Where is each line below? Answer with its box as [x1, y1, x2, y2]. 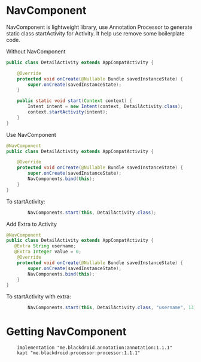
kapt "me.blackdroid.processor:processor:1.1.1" [17, 350, 141, 356]
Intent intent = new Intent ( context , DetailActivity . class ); [28, 103, 184, 110]
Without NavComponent [6, 47, 66, 55]
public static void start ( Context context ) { [17, 98, 133, 104]
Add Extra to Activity [6, 220, 57, 228]
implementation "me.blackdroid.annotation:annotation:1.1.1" [17, 345, 172, 351]
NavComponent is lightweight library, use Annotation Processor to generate [6, 23, 193, 31]
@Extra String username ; [14, 243, 77, 249]
